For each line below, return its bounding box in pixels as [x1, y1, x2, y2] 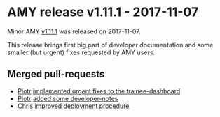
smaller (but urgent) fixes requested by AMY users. [7, 48, 156, 56]
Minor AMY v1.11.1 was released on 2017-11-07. [7, 27, 141, 36]
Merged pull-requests [7, 68, 105, 80]
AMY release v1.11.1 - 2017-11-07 [7, 4, 199, 20]
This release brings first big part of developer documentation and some [7, 40, 214, 49]
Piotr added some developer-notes [17, 94, 118, 102]
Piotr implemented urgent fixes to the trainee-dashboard [17, 86, 181, 95]
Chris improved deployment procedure [17, 102, 130, 110]
